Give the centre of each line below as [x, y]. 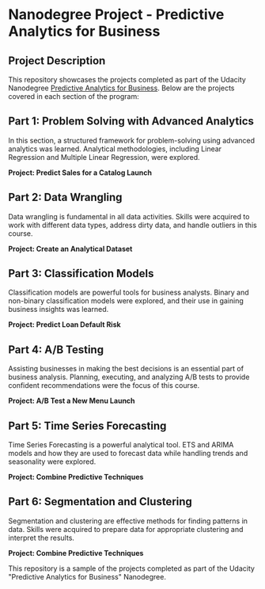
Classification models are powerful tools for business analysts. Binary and [129, 293]
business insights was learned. [59, 310]
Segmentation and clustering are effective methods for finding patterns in [128, 521]
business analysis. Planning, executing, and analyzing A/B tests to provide [129, 377]
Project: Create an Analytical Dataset [70, 249]
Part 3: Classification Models [81, 274]
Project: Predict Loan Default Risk [64, 325]
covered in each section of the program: [74, 96]
